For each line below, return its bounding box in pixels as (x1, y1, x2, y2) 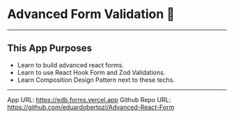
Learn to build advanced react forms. (17, 60, 124, 69)
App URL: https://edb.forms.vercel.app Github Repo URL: (7, 95, 171, 103)
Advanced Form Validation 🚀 (7, 6, 175, 22)
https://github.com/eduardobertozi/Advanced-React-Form (7, 103, 175, 111)
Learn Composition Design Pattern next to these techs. (17, 76, 175, 84)
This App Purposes (7, 42, 93, 54)
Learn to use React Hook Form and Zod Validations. (17, 68, 166, 76)
